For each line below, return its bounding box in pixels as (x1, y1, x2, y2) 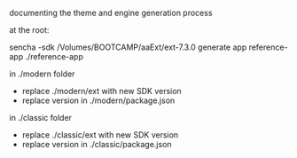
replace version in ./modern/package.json (21, 95, 176, 106)
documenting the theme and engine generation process (9, 8, 213, 18)
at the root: (9, 25, 50, 35)
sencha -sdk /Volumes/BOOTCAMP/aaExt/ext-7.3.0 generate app (9, 42, 247, 52)
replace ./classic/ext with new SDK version (21, 130, 179, 140)
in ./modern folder (9, 68, 75, 79)
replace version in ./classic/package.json (21, 139, 172, 149)
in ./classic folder (9, 113, 73, 122)
